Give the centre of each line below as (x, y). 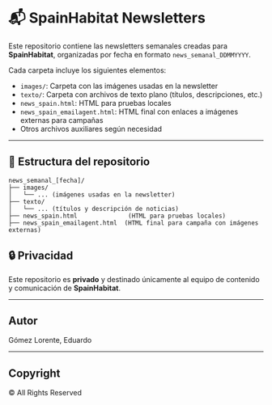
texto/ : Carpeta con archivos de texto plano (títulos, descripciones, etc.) (141, 94)
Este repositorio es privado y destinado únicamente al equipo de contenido (134, 279)
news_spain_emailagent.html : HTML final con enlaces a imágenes (129, 112)
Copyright (34, 373)
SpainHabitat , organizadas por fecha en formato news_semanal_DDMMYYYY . (130, 54)
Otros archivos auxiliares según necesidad (91, 129)
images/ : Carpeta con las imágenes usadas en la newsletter (119, 86)
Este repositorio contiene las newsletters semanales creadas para (118, 46)
